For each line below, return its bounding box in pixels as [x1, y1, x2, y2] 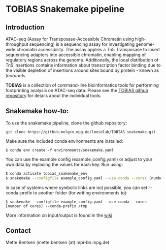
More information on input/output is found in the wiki [5, 212, 112, 218]
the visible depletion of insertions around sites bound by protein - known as [5, 67, 159, 73]
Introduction [5, 23, 45, 31]
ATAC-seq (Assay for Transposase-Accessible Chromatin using [5, 36, 134, 42]
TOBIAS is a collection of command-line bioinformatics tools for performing [5, 82, 159, 88]
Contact [5, 226, 31, 235]
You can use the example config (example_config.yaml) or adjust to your [5, 156, 153, 162]
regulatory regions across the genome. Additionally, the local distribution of [5, 57, 159, 62]
